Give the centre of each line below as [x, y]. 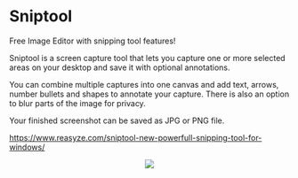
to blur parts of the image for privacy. [78, 103]
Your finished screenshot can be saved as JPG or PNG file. [117, 120]
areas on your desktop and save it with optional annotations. [120, 67]
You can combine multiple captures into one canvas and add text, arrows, [144, 84]
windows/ [27, 147]
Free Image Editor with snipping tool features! [93, 41]
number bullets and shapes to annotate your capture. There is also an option [149, 94]
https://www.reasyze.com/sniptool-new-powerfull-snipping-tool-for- [136, 137]
